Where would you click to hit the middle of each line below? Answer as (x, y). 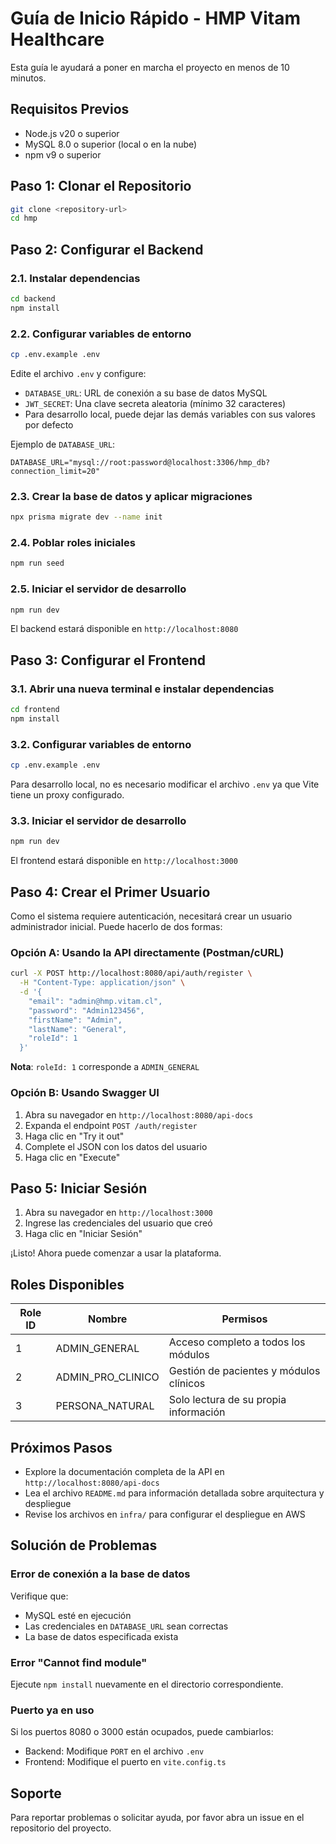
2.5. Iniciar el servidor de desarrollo (98, 589)
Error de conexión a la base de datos (100, 1574)
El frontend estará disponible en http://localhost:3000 (124, 861)
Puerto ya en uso (52, 1710)
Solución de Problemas (84, 1545)
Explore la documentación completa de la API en (124, 1471)
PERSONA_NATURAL (105, 1406)
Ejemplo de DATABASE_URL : (63, 444)
